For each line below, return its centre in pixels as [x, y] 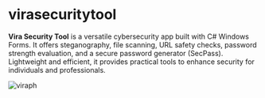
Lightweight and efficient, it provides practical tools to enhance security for [131, 62]
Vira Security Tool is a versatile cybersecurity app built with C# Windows [129, 36]
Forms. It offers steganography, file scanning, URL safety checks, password [132, 44]
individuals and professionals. [57, 70]
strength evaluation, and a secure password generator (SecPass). [116, 53]
